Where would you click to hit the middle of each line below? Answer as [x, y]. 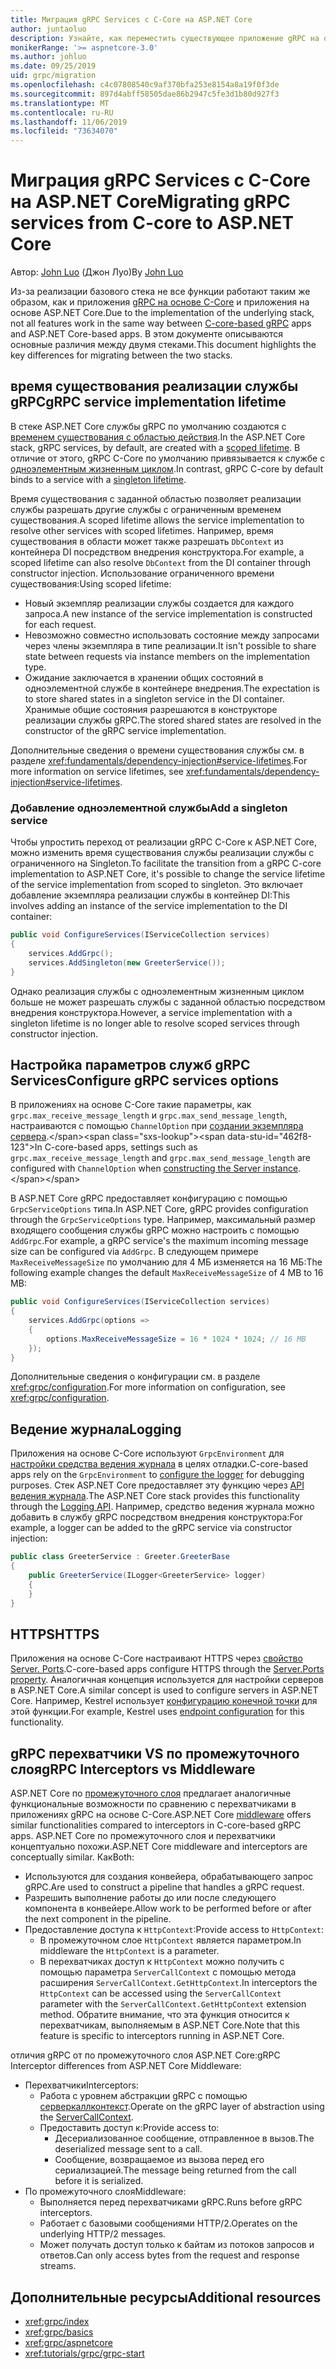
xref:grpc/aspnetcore [68, 2342]
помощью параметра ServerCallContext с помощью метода [168, 1972]
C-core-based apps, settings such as [121, 1147]
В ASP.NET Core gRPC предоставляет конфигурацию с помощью [149, 1198]
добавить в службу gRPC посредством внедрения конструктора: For [156, 1517]
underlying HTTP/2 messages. [103, 2234]
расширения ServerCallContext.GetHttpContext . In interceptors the [178, 1983]
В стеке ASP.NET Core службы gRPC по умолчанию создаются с [148, 426]
